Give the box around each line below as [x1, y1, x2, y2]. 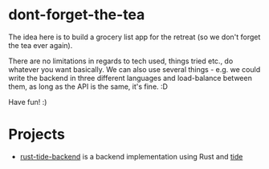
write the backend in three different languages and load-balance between [8, 73, 253, 82]
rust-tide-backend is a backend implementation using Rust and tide [19, 151, 243, 161]
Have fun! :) [8, 97, 47, 107]
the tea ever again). [8, 40, 73, 50]
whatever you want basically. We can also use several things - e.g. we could [8, 64, 261, 74]
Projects [8, 126, 66, 143]
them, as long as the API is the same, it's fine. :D [8, 82, 169, 91]
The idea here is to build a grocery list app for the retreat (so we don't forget [8, 32, 261, 42]
